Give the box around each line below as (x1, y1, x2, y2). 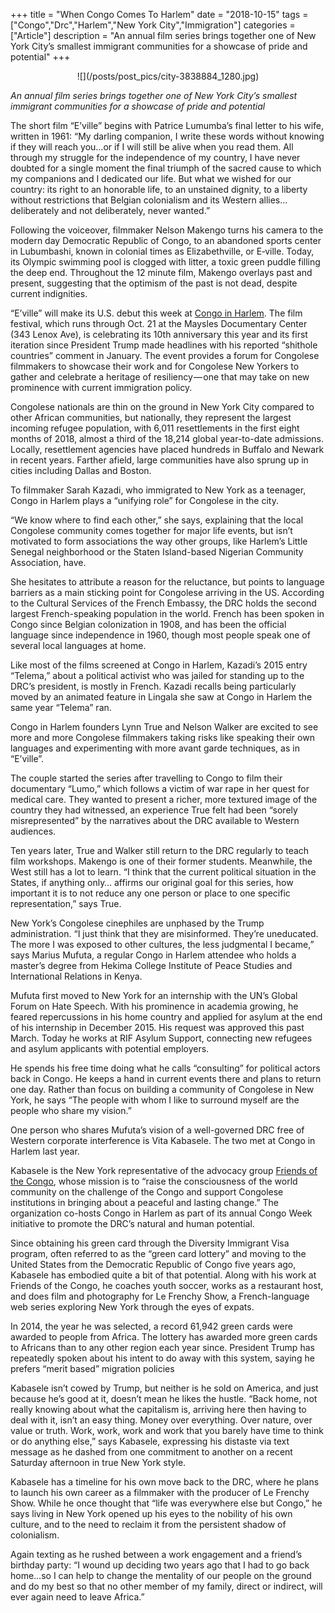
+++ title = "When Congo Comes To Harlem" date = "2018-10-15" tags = (10, 9, 309, 20)
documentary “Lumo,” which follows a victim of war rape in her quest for (10, 783, 310, 794)
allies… (258, 194, 288, 206)
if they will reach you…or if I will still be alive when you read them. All (10, 141, 294, 153)
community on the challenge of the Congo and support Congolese (10, 1186, 284, 1198)
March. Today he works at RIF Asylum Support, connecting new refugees (10, 1032, 313, 1044)
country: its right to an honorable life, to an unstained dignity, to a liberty (10, 184, 308, 195)
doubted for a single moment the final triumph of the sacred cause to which (10, 162, 322, 174)
